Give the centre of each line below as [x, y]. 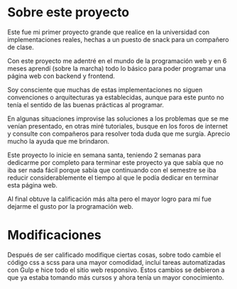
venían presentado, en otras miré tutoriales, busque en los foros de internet [118, 126]
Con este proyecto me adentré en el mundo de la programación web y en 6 [117, 60]
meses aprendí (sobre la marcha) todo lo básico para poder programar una [117, 68]
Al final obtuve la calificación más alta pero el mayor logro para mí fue [109, 199]
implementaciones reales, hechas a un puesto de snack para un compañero [118, 39]
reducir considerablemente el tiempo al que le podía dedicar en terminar [113, 178]
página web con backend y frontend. [61, 76]
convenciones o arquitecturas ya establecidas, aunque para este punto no [116, 97]
